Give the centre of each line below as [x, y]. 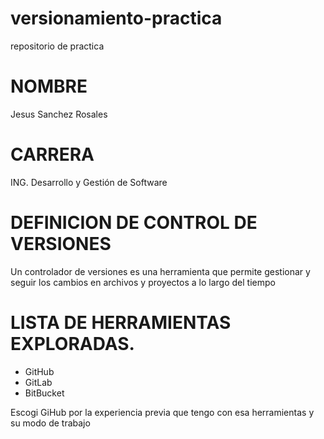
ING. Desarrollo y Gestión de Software [89, 182]
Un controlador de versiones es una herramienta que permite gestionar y [160, 271]
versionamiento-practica [116, 18]
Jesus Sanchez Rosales [59, 114]
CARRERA [52, 154]
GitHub [39, 371]
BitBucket [44, 393]
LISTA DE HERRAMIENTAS [121, 322]
